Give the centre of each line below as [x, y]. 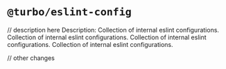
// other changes [31, 58]
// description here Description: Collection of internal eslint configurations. [113, 30]
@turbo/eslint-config [69, 12]
